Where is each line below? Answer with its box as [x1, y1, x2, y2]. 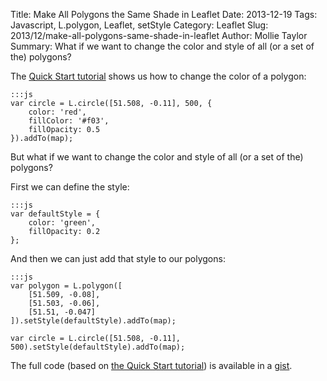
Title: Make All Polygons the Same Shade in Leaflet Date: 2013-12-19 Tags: [10, 9, 318, 20]
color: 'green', [28, 218, 97, 228]
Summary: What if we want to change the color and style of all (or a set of [10, 40, 315, 52]
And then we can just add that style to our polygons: [10, 253, 226, 264]
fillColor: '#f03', [28, 116, 110, 126]
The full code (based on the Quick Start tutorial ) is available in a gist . [10, 360, 293, 371]
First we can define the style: [10, 181, 130, 193]
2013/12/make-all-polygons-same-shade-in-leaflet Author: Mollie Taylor [10, 30, 308, 41]
